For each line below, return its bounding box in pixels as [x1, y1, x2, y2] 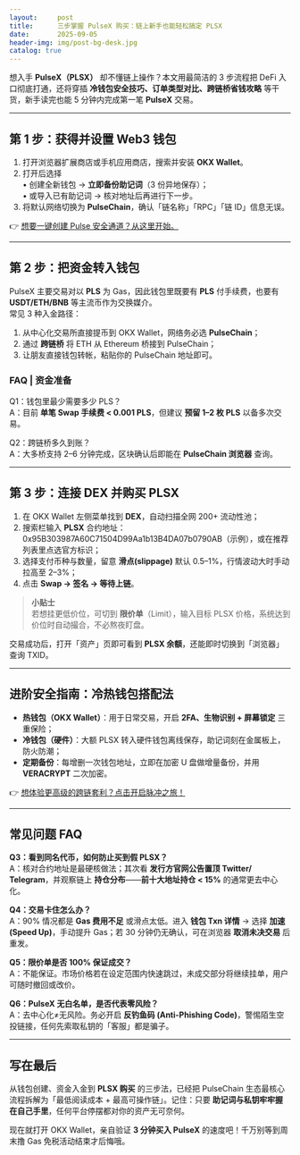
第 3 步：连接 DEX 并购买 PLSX [9, 485, 180, 501]
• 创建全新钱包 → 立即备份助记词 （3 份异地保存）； [21, 179, 209, 190]
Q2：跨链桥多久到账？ [9, 437, 91, 448]
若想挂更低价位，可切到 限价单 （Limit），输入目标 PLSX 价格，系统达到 [30, 608, 291, 619]
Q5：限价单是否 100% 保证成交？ [9, 957, 132, 968]
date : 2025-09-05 [9, 30, 98, 38]
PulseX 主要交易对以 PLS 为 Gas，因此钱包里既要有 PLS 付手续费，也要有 [9, 285, 279, 296]
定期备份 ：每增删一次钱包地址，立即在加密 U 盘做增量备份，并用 [21, 756, 261, 767]
